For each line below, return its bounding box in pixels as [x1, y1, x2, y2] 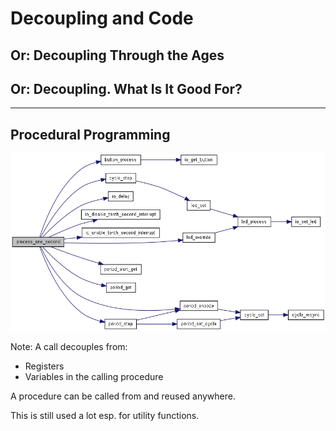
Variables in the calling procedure [24, 370, 164, 382]
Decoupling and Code [10, 7, 194, 30]
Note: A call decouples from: [10, 340, 128, 352]
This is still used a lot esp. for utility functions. [10, 409, 200, 421]
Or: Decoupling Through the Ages [10, 47, 225, 64]
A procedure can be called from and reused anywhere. [10, 390, 237, 402]
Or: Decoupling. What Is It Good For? [10, 80, 243, 97]
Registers [24, 360, 65, 372]
